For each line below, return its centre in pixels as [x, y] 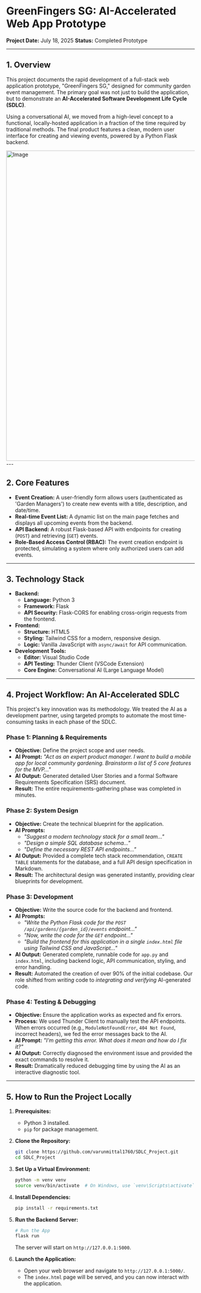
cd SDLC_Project [35, 1158]
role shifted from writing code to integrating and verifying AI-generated [103, 980]
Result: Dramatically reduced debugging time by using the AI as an [98, 1066]
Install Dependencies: [42, 1197]
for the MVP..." [33, 770]
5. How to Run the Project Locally [69, 1097]
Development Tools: [40, 651]
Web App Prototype [56, 24]
